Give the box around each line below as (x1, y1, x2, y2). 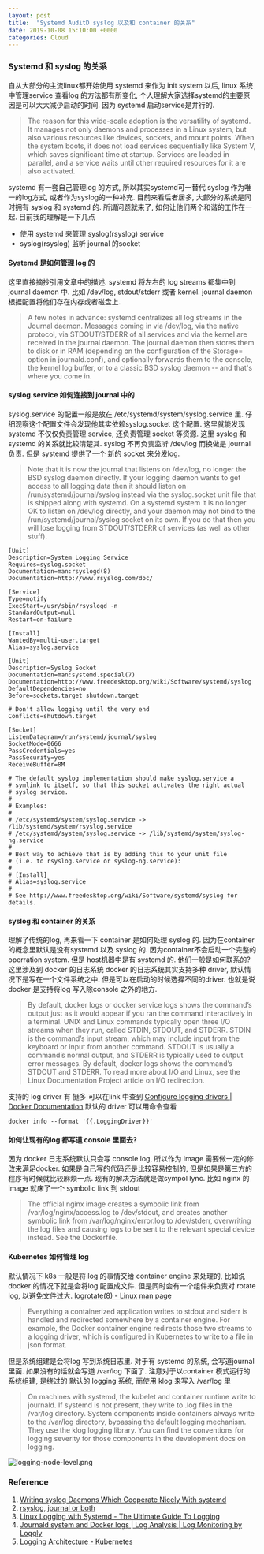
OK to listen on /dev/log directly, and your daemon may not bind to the (27, 506, 256, 516)
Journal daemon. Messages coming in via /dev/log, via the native (27, 321, 239, 330)
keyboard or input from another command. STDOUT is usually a (27, 1042, 235, 1052)
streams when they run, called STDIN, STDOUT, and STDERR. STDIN (27, 1026, 251, 1035)
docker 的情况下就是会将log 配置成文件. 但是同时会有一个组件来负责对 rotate (8, 1280, 256, 1290)
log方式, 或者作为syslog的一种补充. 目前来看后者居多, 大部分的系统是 (21, 192, 245, 202)
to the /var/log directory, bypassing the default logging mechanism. (27, 1417, 247, 1426)
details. (8, 898, 37, 907)
